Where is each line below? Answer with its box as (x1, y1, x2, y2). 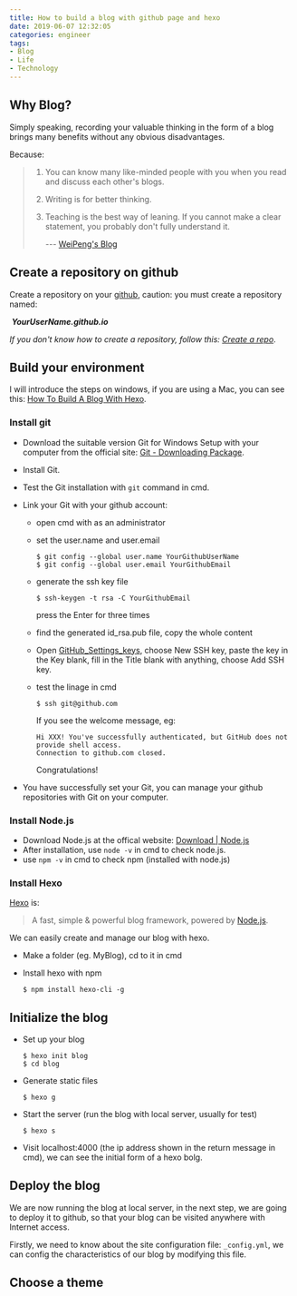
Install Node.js (9, 814, 74, 827)
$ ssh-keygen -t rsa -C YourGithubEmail (35, 594, 191, 603)
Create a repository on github (9, 265, 179, 280)
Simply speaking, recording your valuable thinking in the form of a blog (9, 122, 274, 133)
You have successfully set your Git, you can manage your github (22, 781, 263, 792)
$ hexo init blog (22, 1052, 89, 1061)
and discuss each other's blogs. (44, 176, 165, 187)
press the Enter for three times (35, 609, 150, 620)
